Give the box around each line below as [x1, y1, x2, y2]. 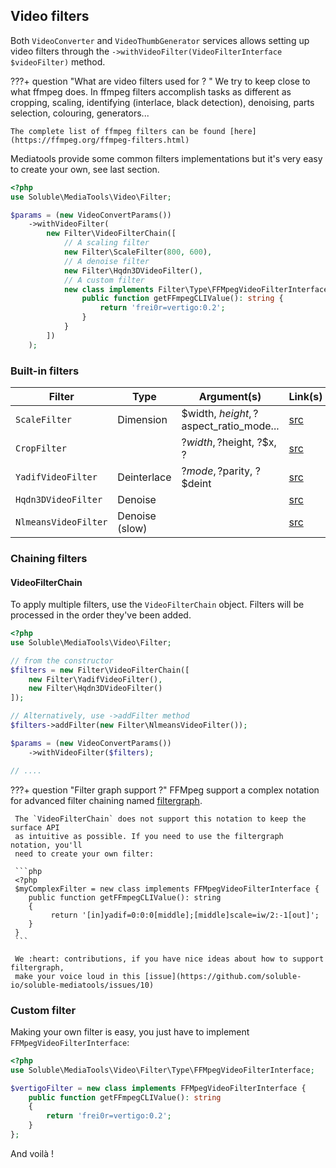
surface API [10, 822, 60, 833]
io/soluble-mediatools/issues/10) [10, 980, 155, 990]
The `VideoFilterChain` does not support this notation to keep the [14, 814, 307, 824]
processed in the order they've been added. [10, 609, 192, 621]
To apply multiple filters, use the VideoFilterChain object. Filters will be [10, 599, 305, 611]
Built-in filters [10, 364, 80, 378]
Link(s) [288, 389, 323, 403]
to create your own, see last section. [10, 163, 160, 175]
